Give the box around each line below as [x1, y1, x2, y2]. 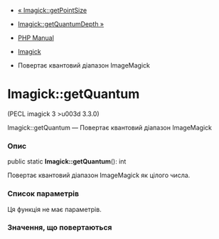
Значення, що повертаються [7, 223, 112, 233]
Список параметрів [7, 188, 80, 198]
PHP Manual [17, 33, 55, 42]
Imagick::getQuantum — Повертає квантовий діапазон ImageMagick [7, 123, 212, 132]
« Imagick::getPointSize [17, 6, 87, 14]
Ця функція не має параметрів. [7, 205, 102, 213]
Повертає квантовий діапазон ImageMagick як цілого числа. [7, 171, 191, 180]
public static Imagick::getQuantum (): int [7, 157, 127, 166]
